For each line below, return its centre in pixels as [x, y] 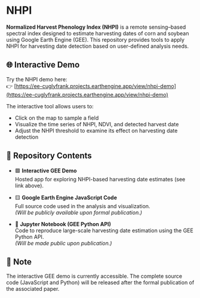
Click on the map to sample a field [57, 118]
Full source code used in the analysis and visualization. [82, 206]
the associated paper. [33, 289]
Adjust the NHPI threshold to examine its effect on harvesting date [96, 130]
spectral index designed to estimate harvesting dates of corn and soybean [98, 33]
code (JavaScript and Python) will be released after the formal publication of [100, 282]
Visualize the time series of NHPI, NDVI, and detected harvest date [97, 124]
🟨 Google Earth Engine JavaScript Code [66, 197]
